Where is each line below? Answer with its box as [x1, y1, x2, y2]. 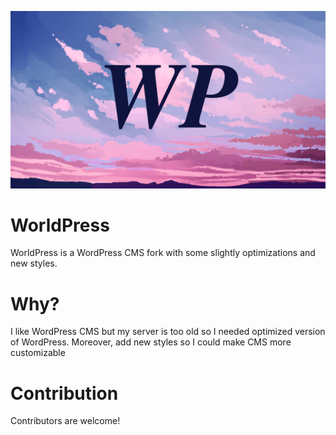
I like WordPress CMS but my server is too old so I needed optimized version [10, 326, 326, 338]
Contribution [10, 382, 119, 405]
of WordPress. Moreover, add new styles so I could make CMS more [10, 336, 292, 348]
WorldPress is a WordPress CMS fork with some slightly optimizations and [10, 247, 316, 259]
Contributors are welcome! [10, 415, 121, 427]
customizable [10, 347, 66, 359]
